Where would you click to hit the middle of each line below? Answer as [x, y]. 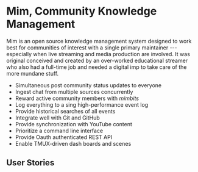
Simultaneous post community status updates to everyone [88, 85]
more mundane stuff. [33, 73]
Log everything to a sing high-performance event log [82, 104]
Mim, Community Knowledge [82, 11]
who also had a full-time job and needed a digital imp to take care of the [97, 67]
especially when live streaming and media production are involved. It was [98, 54]
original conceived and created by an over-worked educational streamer [97, 60]
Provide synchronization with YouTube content [74, 124]
